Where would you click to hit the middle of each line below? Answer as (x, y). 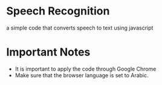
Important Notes (48, 52)
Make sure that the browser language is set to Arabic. (82, 75)
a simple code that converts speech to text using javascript (80, 28)
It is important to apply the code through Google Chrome (86, 69)
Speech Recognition (58, 11)
